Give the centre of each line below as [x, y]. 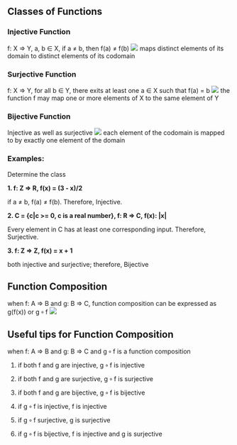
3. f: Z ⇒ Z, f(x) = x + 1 [40, 251]
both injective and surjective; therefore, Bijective [78, 264]
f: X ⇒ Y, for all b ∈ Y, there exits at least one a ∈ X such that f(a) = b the [119, 90]
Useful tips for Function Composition [90, 334]
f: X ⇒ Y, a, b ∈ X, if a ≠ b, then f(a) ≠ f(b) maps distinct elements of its [116, 48]
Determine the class [37, 174]
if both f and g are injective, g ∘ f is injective [81, 366]
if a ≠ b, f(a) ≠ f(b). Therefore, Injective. [65, 202]
